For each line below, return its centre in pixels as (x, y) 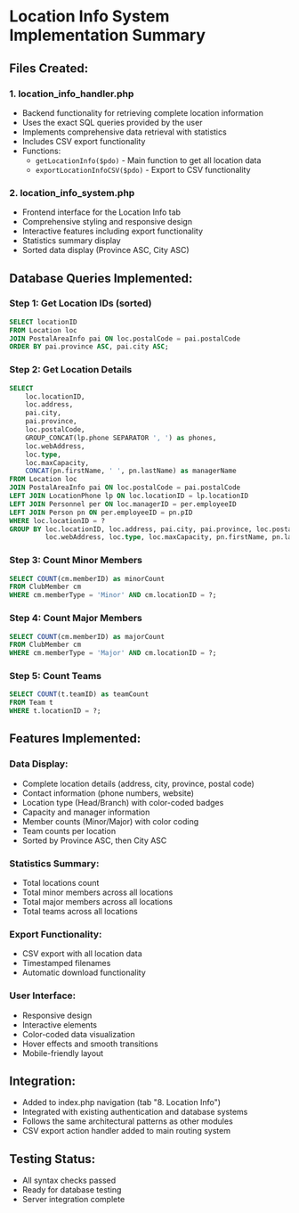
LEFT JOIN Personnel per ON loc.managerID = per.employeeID (123, 504)
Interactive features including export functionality (112, 231)
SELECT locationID (43, 322)
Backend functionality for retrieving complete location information (143, 112)
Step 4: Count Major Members (76, 619)
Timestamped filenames (66, 963)
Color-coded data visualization (78, 1034)
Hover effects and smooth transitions (90, 1044)
